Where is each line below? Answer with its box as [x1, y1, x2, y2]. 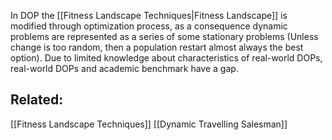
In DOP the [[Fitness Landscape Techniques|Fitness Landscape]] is [10, 10, 288, 21]
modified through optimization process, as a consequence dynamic [10, 20, 288, 32]
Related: [10, 91, 64, 109]
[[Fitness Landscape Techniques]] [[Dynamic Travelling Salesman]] [10, 118, 288, 130]
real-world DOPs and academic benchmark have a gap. [10, 63, 239, 74]
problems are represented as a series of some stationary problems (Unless [10, 31, 319, 42]
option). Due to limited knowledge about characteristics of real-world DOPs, [10, 52, 323, 64]
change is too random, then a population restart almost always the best [10, 41, 304, 53]
